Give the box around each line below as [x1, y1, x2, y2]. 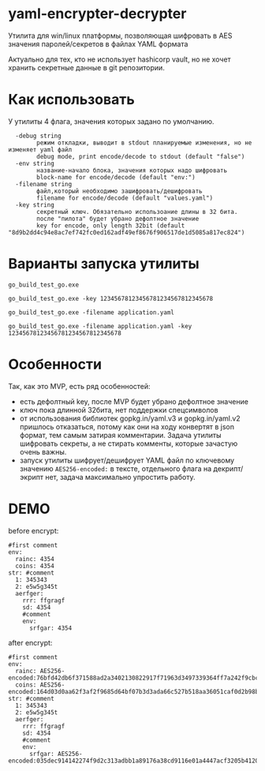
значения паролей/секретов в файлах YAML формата [8, 39, 188, 48]
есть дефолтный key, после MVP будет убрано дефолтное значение [19, 396, 248, 406]
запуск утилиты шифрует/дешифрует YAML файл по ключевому [19, 455, 235, 465]
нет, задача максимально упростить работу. [44, 472, 196, 481]
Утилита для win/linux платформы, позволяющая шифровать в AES [8, 31, 233, 40]
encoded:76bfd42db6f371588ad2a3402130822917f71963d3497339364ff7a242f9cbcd [8, 674, 263, 682]
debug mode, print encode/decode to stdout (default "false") [36, 152, 245, 160]
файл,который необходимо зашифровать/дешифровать [36, 187, 203, 195]
